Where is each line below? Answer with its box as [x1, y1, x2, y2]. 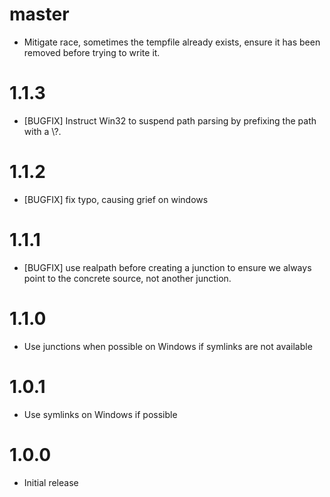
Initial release [23, 476, 79, 488]
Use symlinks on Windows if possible [23, 408, 178, 420]
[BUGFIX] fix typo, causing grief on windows [23, 193, 209, 205]
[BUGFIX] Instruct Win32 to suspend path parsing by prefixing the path [23, 114, 317, 127]
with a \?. [23, 125, 62, 137]
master [9, 3, 70, 26]
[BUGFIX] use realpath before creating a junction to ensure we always [23, 261, 312, 273]
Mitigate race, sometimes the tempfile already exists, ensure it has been [23, 36, 321, 48]
